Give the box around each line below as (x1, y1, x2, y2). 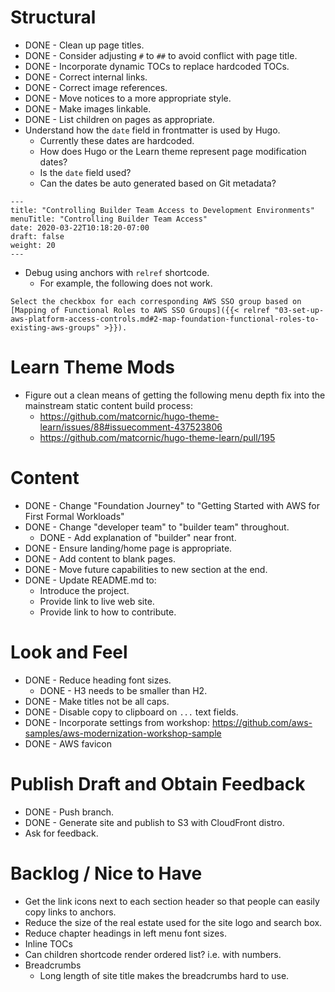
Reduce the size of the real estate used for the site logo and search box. (24, 916, 323, 928)
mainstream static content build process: (24, 399, 193, 411)
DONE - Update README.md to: (24, 574, 157, 586)
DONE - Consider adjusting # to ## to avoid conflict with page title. (24, 49, 298, 61)
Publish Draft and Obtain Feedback (10, 772, 306, 795)
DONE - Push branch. (24, 806, 114, 818)
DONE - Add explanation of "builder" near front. (39, 531, 237, 543)
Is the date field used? (39, 166, 132, 178)
